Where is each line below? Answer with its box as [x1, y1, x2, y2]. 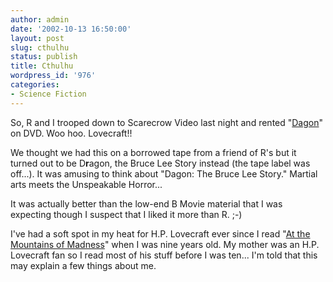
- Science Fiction [10, 89, 87, 99]
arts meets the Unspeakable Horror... [10, 178, 163, 190]
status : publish [10, 52, 78, 62]
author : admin [10, 14, 70, 25]
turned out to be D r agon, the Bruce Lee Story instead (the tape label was [10, 157, 311, 169]
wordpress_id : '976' [10, 71, 97, 81]
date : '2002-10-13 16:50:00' [10, 24, 132, 34]
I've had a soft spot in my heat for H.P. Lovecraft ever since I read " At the [10, 227, 311, 240]
